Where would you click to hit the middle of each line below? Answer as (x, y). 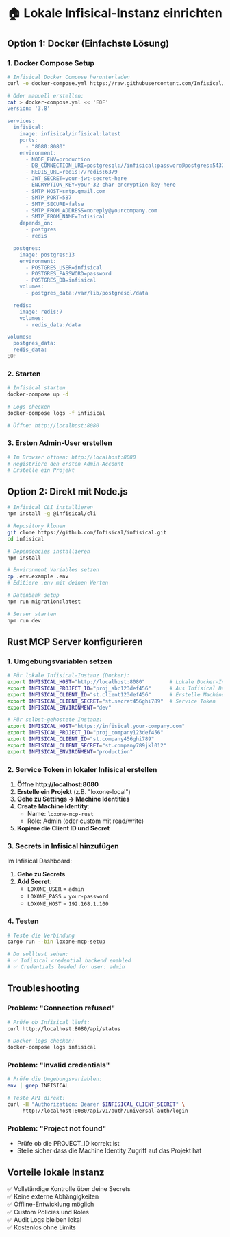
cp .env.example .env (38, 577)
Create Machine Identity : (53, 806)
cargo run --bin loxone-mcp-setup (56, 942)
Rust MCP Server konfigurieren (75, 642)
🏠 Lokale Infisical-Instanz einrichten (115, 13)
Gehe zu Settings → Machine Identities (73, 799)
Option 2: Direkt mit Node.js (67, 491)
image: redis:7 (41, 312)
